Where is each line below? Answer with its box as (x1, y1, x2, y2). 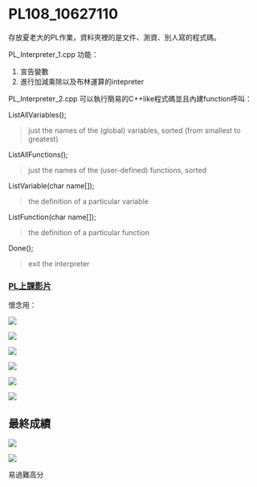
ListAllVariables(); (8, 109, 67, 119)
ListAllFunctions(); (8, 150, 68, 159)
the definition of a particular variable (27, 196, 149, 206)
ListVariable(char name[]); (8, 180, 95, 190)
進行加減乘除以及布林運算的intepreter (19, 76, 145, 86)
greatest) (27, 134, 59, 143)
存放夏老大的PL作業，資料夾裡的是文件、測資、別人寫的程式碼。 (8, 32, 221, 42)
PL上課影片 (8, 280, 52, 291)
